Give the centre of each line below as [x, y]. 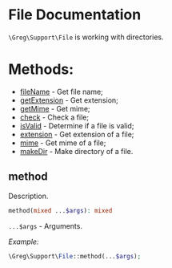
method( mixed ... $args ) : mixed [60, 210]
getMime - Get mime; [55, 108]
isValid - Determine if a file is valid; [77, 125]
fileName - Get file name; [62, 91]
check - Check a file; [54, 117]
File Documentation [75, 15]
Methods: [41, 69]
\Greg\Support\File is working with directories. [86, 37]
